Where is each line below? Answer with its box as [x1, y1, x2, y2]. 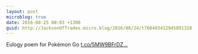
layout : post [6, 8, 39, 15]
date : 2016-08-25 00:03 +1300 [6, 19, 81, 25]
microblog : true [6, 14, 46, 20]
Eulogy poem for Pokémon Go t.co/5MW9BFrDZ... [6, 41, 129, 48]
